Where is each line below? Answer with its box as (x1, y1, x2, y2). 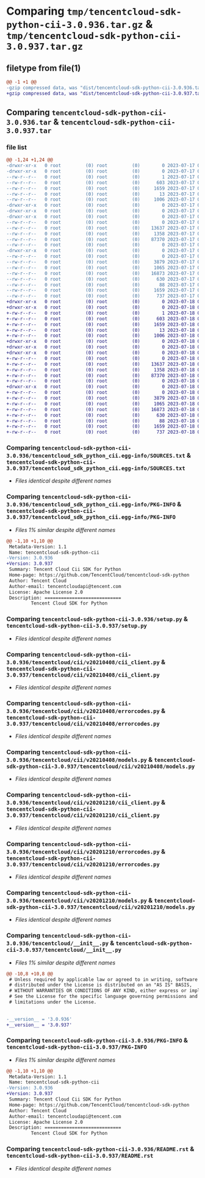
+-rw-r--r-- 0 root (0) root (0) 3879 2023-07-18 (6, 395, 195, 401)
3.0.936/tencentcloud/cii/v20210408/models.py (6, 756, 148, 764)
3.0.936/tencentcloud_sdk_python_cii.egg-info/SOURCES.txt (6, 453, 185, 459)
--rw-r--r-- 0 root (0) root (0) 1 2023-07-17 (6, 174, 195, 180)
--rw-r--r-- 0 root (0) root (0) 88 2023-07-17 (6, 282, 195, 288)
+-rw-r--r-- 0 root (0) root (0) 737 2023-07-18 (6, 429, 195, 436)
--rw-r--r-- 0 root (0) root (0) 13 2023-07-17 (6, 191, 195, 197)
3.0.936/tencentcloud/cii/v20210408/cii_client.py (6, 659, 160, 666)
